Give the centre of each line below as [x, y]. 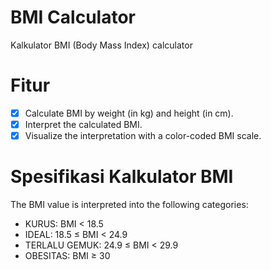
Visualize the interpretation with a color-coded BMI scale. [143, 135]
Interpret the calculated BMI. [83, 124]
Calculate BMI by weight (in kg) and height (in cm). [129, 113]
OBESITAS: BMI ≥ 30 [67, 255]
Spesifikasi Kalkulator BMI [122, 177]
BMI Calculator [73, 17]
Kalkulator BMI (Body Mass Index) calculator [101, 45]
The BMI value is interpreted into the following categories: [129, 204]
